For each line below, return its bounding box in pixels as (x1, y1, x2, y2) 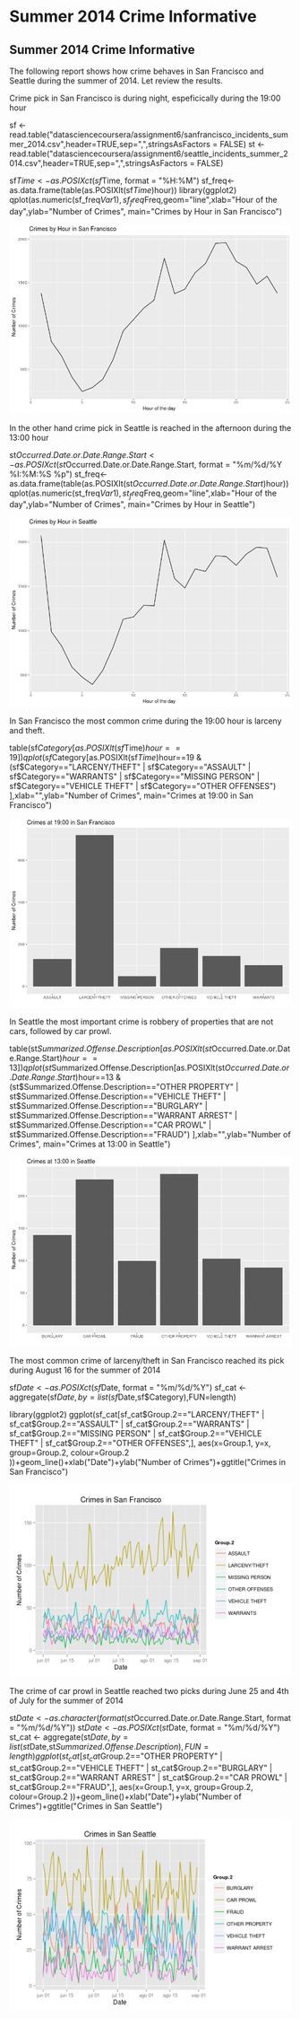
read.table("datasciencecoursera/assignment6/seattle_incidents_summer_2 (9, 148, 288, 159)
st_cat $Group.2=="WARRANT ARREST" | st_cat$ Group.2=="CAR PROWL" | (9, 1772, 288, 1783)
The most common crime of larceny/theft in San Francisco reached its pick (9, 1355, 285, 1365)
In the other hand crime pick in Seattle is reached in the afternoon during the (9, 422, 292, 433)
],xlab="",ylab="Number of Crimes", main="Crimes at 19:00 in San (9, 790, 253, 801)
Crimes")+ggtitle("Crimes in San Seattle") (9, 1801, 163, 1812)
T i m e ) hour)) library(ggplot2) (133, 185, 237, 195)
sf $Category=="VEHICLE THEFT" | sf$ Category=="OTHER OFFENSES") (9, 781, 277, 792)
